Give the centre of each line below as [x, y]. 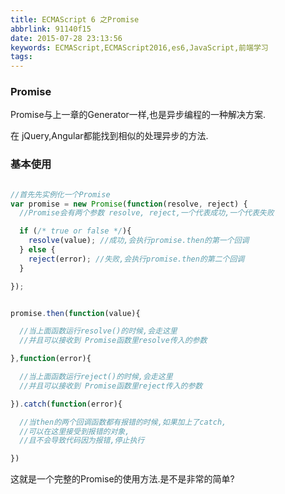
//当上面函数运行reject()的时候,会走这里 [96, 377]
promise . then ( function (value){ [75, 313]
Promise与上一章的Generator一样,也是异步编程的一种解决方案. [138, 115]
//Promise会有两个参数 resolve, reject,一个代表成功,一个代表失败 [147, 213]
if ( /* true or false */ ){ [75, 231]
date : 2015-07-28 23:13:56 [66, 38]
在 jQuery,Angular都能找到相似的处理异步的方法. [109, 136]
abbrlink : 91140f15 [51, 29]
